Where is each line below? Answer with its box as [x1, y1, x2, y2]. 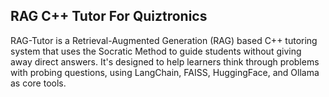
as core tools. [10, 77, 67, 89]
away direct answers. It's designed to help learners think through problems [10, 55, 320, 68]
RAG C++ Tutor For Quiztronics [10, 8, 208, 25]
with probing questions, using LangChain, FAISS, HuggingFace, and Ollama [10, 66, 320, 78]
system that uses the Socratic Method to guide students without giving [10, 45, 302, 57]
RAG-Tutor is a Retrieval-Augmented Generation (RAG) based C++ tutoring [10, 34, 318, 46]
